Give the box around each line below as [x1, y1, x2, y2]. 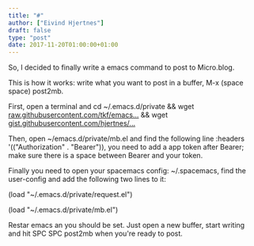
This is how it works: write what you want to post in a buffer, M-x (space [8, 78, 244, 88]
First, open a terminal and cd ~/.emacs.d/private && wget [8, 102, 195, 112]
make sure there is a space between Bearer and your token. [8, 151, 203, 161]
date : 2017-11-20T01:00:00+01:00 [8, 41, 119, 49]
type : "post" [8, 33, 51, 42]
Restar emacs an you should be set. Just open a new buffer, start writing [8, 221, 245, 230]
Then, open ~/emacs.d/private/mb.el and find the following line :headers [8, 134, 245, 143]
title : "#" [8, 11, 44, 20]
